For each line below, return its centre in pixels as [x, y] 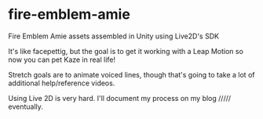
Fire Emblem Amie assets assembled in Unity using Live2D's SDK [114, 36]
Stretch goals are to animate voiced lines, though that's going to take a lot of [131, 74]
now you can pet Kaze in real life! [62, 59]
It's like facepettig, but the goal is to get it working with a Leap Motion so [126, 51]
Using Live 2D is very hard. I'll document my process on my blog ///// [120, 98]
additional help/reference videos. [62, 83]
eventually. [26, 106]
